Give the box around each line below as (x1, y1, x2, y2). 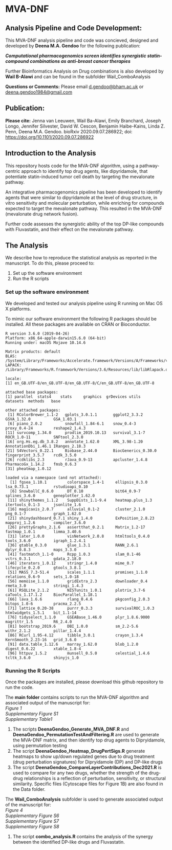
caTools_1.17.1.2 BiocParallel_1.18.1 (5, 592, 97, 597)
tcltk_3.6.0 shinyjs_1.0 (5, 655, 79, 660)
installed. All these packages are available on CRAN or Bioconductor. (5, 321, 150, 327)
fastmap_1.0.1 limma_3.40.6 (5, 529, 81, 534)
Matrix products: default (5, 349, 60, 354)
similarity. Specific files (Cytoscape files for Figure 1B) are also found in (12, 781, 163, 787)
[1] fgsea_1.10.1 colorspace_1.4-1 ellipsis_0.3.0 (10, 480, 147, 485)
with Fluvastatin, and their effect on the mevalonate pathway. (5, 226, 134, 232)
